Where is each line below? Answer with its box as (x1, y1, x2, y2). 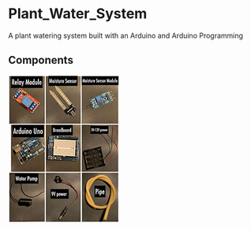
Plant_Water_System (8, 5, 148, 23)
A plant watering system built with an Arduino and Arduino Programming (8, 31, 243, 40)
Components (8, 54, 73, 67)
